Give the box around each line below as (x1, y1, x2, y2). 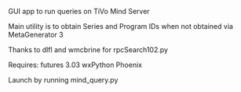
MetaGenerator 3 (8, 30, 64, 39)
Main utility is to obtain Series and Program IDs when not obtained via (8, 22, 234, 30)
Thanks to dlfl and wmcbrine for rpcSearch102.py (8, 45, 169, 54)
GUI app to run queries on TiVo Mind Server (8, 7, 151, 16)
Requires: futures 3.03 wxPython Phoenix (8, 60, 143, 69)
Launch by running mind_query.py (8, 76, 119, 84)
